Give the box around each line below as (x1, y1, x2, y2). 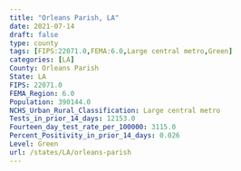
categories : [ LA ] (9, 55, 75, 64)
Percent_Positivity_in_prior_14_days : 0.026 (9, 131, 180, 140)
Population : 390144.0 (9, 97, 92, 107)
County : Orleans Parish (9, 64, 100, 73)
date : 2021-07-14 (9, 22, 75, 31)
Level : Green (9, 139, 59, 148)
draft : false (9, 30, 59, 39)
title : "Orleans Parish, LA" (9, 13, 120, 23)
